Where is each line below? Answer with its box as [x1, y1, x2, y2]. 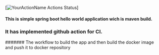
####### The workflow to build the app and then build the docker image [5, 39, 155, 45]
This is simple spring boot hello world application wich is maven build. [5, 16, 153, 22]
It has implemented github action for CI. [5, 28, 103, 35]
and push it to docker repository [5, 44, 71, 50]
